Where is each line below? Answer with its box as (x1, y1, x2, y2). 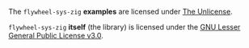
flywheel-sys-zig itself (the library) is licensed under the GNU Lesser (8, 22, 241, 31)
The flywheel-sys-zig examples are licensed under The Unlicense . (8, 7, 233, 16)
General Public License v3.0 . (8, 31, 103, 40)
